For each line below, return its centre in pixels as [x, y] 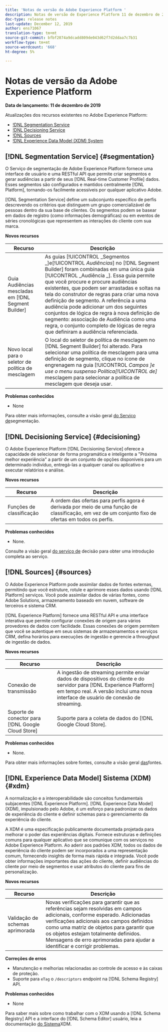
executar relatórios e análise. [35, 470]
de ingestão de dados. [28, 642]
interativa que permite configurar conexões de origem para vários [73, 620]
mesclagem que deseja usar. [78, 384]
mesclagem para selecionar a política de [92, 378]
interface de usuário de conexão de [99, 697]
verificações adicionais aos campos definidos [99, 921]
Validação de [23, 918]
